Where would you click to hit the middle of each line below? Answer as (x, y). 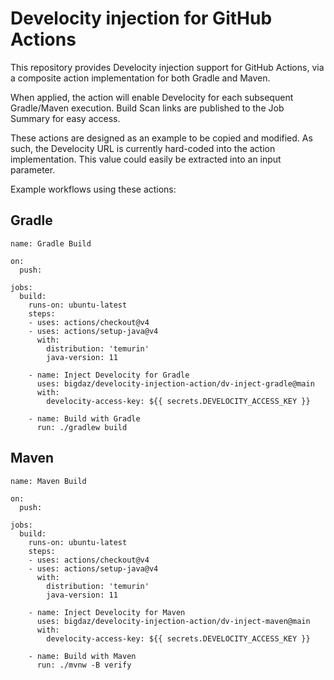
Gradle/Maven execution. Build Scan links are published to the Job (147, 108)
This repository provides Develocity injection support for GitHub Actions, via (167, 67)
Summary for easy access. (65, 118)
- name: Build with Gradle (84, 418)
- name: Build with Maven (82, 656)
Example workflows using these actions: (93, 189)
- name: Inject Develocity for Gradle (109, 375)
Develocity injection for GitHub (141, 18)
